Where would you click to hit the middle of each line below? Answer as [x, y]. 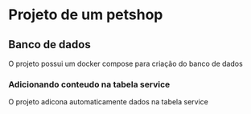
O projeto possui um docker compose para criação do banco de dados [125, 63]
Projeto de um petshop [86, 15]
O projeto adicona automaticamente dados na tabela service [109, 102]
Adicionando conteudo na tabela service [89, 84]
